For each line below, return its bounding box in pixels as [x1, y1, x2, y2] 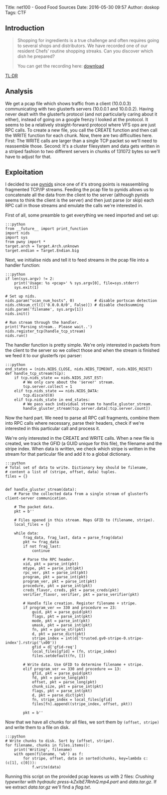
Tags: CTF [5, 10, 26, 16]
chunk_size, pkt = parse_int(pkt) [31, 684, 104, 689]
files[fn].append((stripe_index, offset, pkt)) [31, 701, 133, 707]
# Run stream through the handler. [5, 320, 79, 325]
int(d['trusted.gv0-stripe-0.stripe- [65, 636, 144, 641]
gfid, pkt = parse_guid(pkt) [31, 671, 93, 676]
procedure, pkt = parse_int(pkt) [23, 583, 93, 588]
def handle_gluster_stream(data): [5, 487, 77, 492]
